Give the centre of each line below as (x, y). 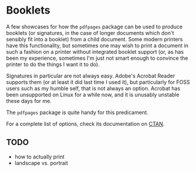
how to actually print (40, 157)
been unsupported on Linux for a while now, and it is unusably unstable (93, 95)
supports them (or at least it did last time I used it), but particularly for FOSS (98, 82)
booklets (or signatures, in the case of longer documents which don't (90, 33)
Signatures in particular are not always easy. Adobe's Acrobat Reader (91, 76)
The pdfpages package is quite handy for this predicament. (77, 112)
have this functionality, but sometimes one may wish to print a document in (97, 46)
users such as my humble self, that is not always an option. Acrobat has (93, 88)
